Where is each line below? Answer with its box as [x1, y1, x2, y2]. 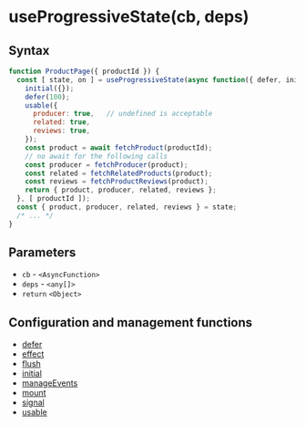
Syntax [8, 43, 50, 58]
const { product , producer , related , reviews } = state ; [16, 203, 238, 212]
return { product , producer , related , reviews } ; [25, 185, 218, 195]
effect [21, 348, 45, 359]
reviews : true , [32, 126, 91, 136]
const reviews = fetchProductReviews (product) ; [25, 177, 208, 186]
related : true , [32, 118, 91, 127]
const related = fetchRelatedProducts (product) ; [25, 169, 213, 178]
